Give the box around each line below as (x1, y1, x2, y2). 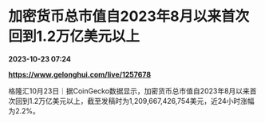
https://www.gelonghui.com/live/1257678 (8, 69, 152, 79)
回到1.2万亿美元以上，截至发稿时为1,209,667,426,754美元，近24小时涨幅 (14, 96, 255, 105)
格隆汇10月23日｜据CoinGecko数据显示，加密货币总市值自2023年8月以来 (8, 85, 250, 96)
